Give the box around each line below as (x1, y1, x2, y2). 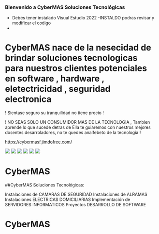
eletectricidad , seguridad (5, 84, 111, 95)
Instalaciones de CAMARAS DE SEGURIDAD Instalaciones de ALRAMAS (5, 191, 147, 198)
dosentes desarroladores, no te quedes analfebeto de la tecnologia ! (5, 130, 141, 135)
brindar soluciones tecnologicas (5, 52, 138, 64)
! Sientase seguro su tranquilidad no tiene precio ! (5, 110, 104, 116)
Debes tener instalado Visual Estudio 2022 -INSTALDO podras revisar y (12, 15, 155, 21)
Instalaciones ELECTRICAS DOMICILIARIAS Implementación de (5, 197, 130, 202)
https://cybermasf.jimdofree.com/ (5, 139, 72, 145)
